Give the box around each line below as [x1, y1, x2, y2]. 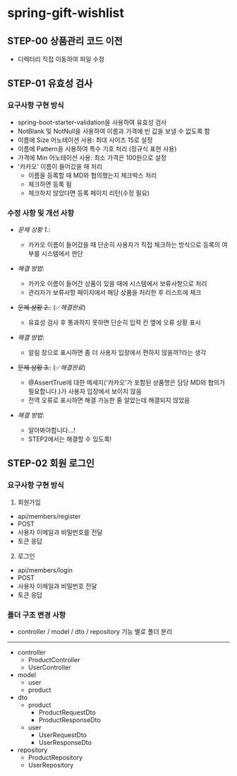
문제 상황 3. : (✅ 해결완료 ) [17, 363, 86, 372]
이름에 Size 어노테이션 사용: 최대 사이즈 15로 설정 [17, 136, 153, 144]
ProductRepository [28, 753, 83, 761]
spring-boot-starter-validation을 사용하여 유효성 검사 [17, 118, 167, 127]
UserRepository [28, 760, 74, 769]
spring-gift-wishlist [7, 5, 125, 21]
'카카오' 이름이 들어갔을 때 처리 [17, 162, 103, 170]
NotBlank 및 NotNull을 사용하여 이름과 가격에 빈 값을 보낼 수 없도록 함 [17, 127, 210, 135]
